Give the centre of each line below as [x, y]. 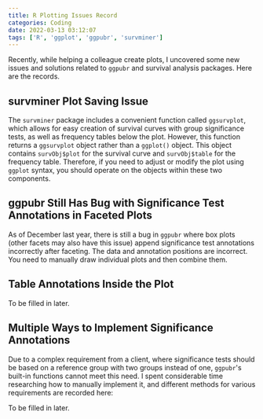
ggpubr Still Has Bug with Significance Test [116, 203]
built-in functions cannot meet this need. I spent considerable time [116, 376]
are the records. [34, 76]
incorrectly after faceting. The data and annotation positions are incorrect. [128, 251]
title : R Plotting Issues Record [63, 15]
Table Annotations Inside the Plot [91, 284]
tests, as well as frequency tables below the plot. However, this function [124, 137]
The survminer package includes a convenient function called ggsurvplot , [127, 120]
